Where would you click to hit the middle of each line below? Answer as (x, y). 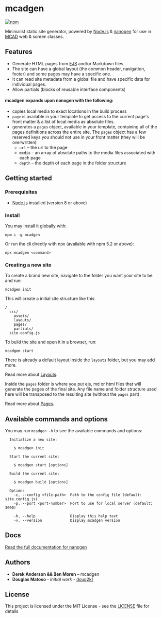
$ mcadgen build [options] (41, 482)
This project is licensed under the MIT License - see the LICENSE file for (77, 606)
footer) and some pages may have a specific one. (62, 74)
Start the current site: (34, 457)
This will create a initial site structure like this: (50, 299)
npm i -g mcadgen (23, 235)
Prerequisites (21, 192)
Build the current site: (34, 474)
